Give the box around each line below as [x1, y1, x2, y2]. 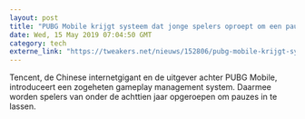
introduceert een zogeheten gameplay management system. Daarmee [9, 82, 272, 93]
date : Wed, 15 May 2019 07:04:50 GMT [9, 30, 152, 39]
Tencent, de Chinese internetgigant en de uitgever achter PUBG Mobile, [9, 72, 278, 83]
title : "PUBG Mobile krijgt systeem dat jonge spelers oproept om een [9, 22, 282, 31]
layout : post [9, 13, 59, 23]
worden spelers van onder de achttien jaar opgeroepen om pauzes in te [9, 92, 278, 103]
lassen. [9, 101, 36, 112]
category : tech [9, 38, 67, 48]
